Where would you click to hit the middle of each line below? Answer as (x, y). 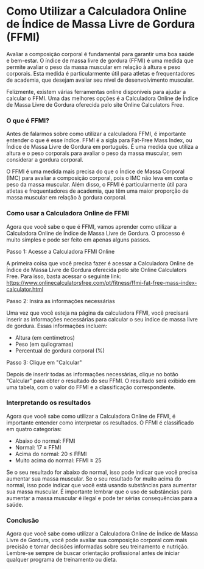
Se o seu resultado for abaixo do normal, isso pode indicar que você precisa (102, 472)
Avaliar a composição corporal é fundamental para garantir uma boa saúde (100, 54)
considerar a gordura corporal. (45, 160)
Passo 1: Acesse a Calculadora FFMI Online (61, 251)
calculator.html (25, 289)
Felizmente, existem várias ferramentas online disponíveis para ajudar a (96, 91)
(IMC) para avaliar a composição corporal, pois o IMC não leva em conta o (100, 178)
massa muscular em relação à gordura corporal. (66, 198)
